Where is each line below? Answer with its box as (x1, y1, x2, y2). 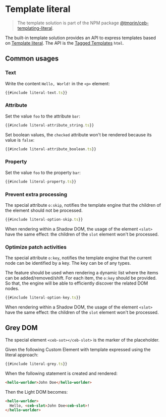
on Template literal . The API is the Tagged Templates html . (5, 40, 124, 46)
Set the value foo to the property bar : (5, 170, 81, 176)
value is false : (5, 137, 35, 143)
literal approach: (5, 352, 39, 357)
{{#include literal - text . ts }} (5, 90, 68, 95)
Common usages (5, 55, 59, 63)
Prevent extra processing (5, 191, 67, 198)
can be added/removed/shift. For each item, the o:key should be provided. (5, 275, 157, 281)
